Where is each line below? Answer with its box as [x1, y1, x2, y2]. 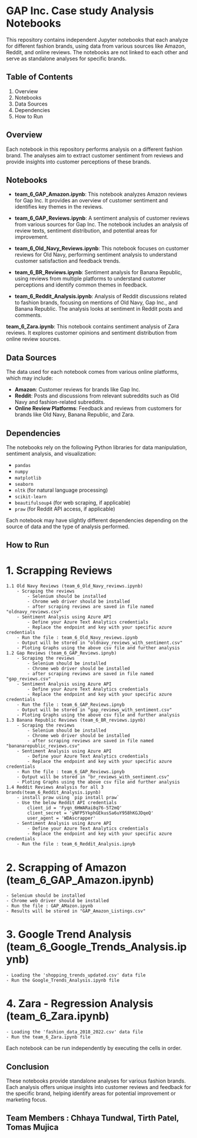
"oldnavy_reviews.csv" [6, 609, 62, 615]
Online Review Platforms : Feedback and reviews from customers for [14, 405, 182, 412]
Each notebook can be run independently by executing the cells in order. [6, 1045, 182, 1052]
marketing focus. [6, 1096, 47, 1103]
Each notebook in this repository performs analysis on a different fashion [6, 146, 183, 153]
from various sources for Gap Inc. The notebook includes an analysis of [14, 221, 188, 228]
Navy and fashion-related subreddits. [14, 399, 105, 406]
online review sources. [6, 336, 61, 343]
